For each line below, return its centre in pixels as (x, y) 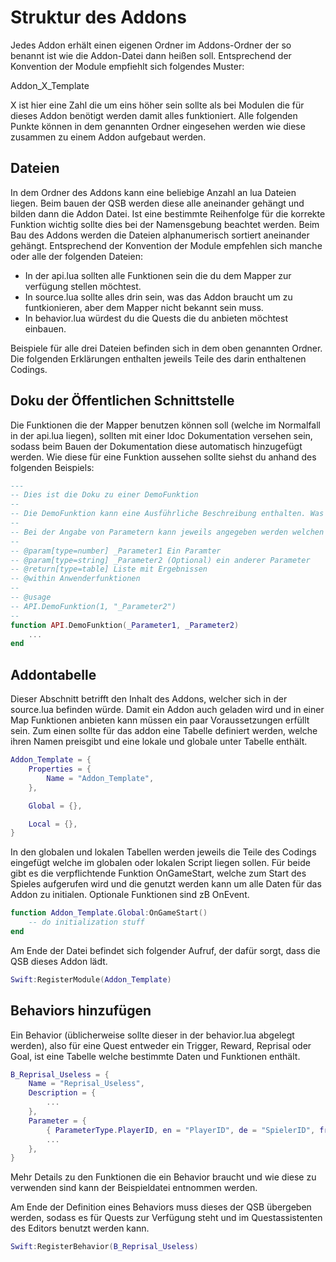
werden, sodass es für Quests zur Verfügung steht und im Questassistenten (166, 1218)
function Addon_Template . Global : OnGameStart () (109, 913)
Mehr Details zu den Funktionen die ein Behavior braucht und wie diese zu (163, 1177)
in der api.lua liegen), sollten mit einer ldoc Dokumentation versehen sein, (161, 435)
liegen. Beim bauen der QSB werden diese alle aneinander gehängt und (157, 203)
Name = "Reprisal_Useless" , (86, 1084)
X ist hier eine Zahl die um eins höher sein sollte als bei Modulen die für (157, 105)
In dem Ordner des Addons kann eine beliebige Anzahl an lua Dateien (153, 192)
